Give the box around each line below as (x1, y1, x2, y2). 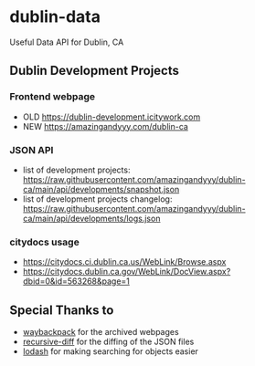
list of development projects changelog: (22, 193, 173, 204)
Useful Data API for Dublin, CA (9, 37, 124, 47)
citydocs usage (9, 235, 80, 248)
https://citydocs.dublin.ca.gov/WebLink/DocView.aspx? (22, 267, 231, 277)
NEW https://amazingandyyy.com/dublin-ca (22, 120, 189, 131)
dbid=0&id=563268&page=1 (22, 276, 131, 287)
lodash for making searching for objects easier (22, 346, 199, 357)
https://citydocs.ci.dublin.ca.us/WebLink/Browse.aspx (22, 256, 227, 267)
